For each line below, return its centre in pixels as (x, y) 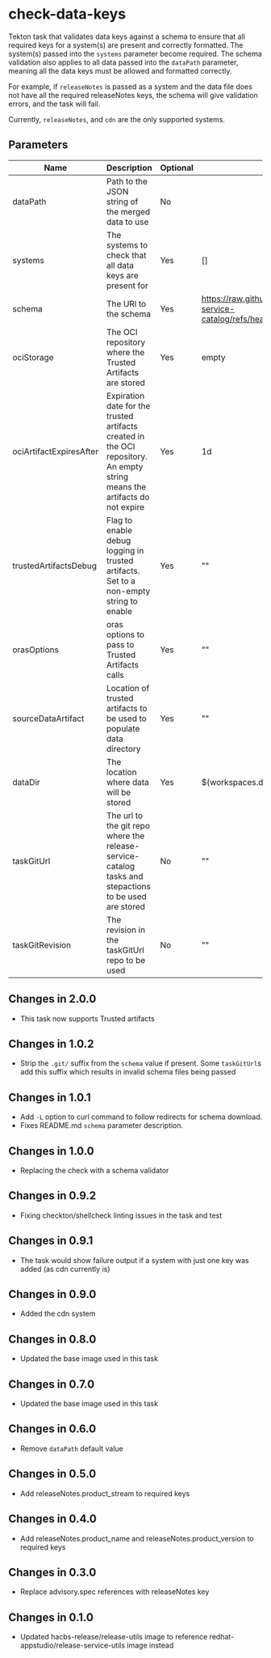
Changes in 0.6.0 (52, 1429)
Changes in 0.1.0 (51, 1617)
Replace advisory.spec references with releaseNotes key (115, 1592)
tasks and (125, 876)
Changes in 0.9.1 (51, 1241)
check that (126, 255)
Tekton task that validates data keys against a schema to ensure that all (127, 36)
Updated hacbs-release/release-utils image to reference (114, 1637)
